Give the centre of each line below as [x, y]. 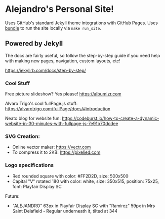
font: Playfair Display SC [37, 186]
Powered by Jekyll [34, 44]
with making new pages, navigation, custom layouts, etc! [63, 61]
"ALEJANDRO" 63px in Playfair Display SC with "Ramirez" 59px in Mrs [83, 206]
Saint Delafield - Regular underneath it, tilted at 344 [65, 211]
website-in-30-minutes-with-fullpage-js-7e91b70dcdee [62, 124]
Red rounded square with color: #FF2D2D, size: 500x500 [70, 176]
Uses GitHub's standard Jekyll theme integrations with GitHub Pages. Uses [82, 23]
